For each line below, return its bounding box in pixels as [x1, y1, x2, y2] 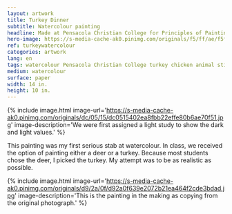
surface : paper [7, 74, 51, 81]
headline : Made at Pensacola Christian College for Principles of [7, 29, 202, 37]
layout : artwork [7, 10, 54, 17]
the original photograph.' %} [7, 199, 88, 207]
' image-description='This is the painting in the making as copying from [14, 191, 218, 200]
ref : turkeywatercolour [7, 42, 76, 49]
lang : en [7, 55, 32, 62]
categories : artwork [7, 49, 67, 56]
